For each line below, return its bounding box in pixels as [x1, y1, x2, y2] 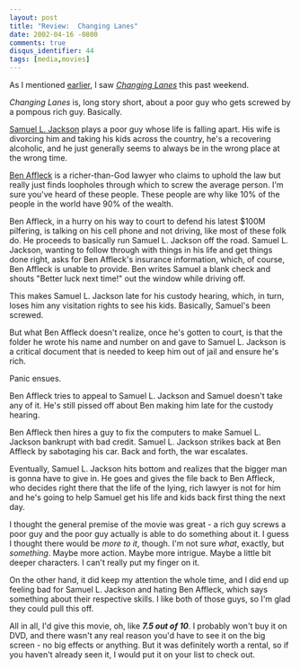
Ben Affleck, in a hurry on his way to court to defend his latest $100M [9, 216, 266, 226]
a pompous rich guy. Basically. [9, 107, 123, 117]
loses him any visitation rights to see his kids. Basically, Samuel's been [9, 300, 271, 311]
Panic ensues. [9, 374, 62, 383]
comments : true [9, 38, 66, 48]
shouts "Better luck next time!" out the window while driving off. [9, 273, 245, 284]
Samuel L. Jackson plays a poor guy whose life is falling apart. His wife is [9, 124, 281, 135]
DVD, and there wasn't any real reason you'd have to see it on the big [9, 630, 266, 640]
